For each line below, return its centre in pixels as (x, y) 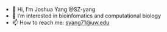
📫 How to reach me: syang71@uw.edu (61, 22)
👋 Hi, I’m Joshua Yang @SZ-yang (54, 9)
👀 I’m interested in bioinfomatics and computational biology (87, 16)
